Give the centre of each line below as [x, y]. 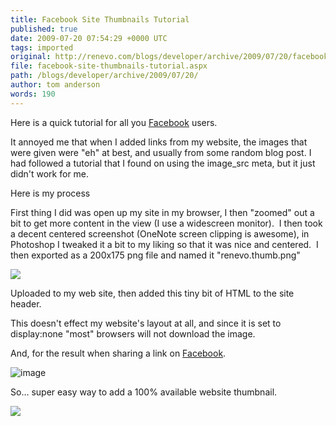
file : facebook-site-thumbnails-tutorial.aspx [109, 66]
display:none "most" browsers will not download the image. [133, 333]
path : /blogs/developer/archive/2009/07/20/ [104, 76]
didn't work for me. [50, 173]
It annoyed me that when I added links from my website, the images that [159, 142]
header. [26, 303]
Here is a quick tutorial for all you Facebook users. [114, 122]
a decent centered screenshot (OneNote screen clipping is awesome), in [160, 233]
